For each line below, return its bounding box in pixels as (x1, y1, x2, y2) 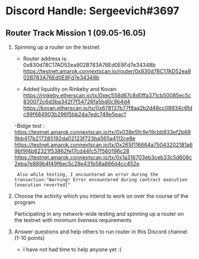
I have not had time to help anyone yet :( (23, 246, 122, 253)
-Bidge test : (14, 122, 45, 129)
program (14, 199, 36, 206)
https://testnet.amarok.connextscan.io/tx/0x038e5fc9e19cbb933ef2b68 (14, 129, 191, 135)
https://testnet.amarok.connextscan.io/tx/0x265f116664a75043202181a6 (14, 141, 193, 148)
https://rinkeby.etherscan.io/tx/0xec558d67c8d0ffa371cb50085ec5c (23, 92, 191, 99)
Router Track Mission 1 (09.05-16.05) (5, 28, 146, 38)
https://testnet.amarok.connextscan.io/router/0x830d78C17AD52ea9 (23, 68, 191, 75)
